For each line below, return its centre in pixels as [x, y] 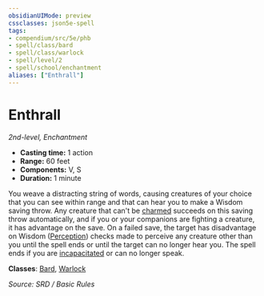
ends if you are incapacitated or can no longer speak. [96, 253]
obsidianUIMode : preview [50, 16]
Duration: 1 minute [50, 178]
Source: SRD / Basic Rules [52, 284]
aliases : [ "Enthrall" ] [46, 75]
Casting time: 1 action [56, 152]
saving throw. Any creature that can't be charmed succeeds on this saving [131, 210]
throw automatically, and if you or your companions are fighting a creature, [132, 219]
